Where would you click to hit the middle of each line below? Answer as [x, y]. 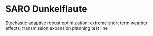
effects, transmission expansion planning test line [57, 28]
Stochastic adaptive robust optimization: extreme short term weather [76, 23]
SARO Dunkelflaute [46, 9]
